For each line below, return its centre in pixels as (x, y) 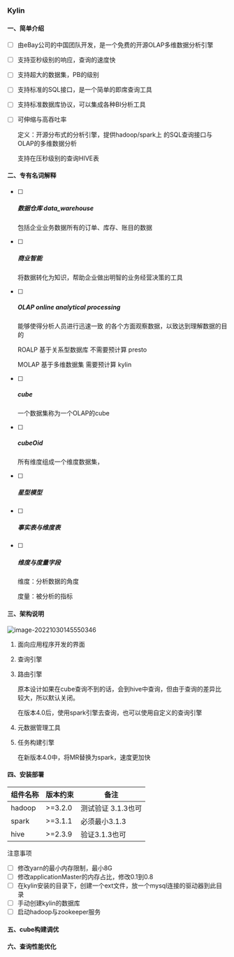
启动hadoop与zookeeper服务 (59, 912)
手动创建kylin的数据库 (49, 903)
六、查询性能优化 (32, 946)
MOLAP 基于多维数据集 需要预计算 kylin (74, 364)
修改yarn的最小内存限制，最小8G (65, 868)
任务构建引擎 (36, 742)
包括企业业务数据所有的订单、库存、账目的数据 (85, 227)
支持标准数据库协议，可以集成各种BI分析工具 (81, 104)
